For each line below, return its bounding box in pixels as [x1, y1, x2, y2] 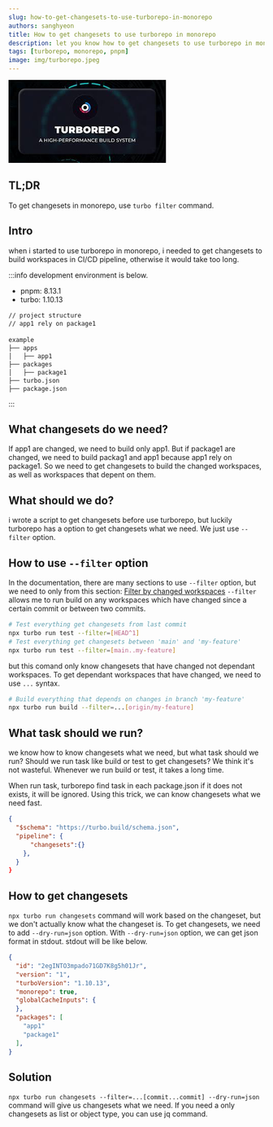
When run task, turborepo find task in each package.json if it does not [8, 781, 243, 791]
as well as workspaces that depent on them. [8, 470, 157, 480]
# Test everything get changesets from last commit [8, 621, 187, 629]
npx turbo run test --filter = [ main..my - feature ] [8, 646, 176, 655]
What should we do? [8, 493, 115, 507]
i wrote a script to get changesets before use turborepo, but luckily [8, 515, 233, 525]
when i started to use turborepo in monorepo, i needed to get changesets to [8, 245, 262, 256]
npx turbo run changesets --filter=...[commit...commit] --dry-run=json [8, 1094, 260, 1102]
